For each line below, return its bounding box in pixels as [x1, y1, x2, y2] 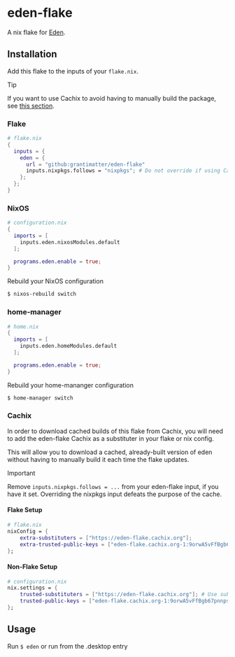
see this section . [7, 101, 55, 110]
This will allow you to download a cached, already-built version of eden [7, 448, 213, 456]
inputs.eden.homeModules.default [20, 343, 117, 350]
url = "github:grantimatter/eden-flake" [25, 161, 145, 168]
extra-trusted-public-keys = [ [20, 541, 111, 548]
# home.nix [7, 323, 39, 330]
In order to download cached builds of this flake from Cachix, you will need [7, 427, 224, 435]
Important [7, 469, 36, 477]
